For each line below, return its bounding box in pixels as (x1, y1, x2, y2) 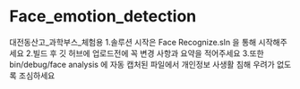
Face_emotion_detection (9, 6, 197, 27)
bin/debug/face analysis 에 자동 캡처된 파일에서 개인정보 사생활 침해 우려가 (9, 59, 275, 69)
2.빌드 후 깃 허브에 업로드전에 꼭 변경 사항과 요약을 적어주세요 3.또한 (25, 47, 264, 59)
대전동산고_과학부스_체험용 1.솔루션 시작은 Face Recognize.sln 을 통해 (9, 36, 257, 47)
